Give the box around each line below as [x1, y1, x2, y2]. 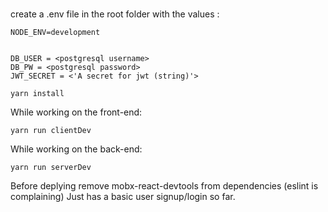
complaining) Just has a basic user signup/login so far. [10, 191, 236, 203]
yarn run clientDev [10, 126, 92, 136]
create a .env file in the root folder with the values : [10, 8, 220, 20]
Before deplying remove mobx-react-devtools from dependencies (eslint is [10, 180, 319, 192]
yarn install [10, 89, 65, 99]
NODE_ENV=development [10, 28, 101, 38]
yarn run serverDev [10, 163, 92, 173]
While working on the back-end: [10, 143, 143, 155]
